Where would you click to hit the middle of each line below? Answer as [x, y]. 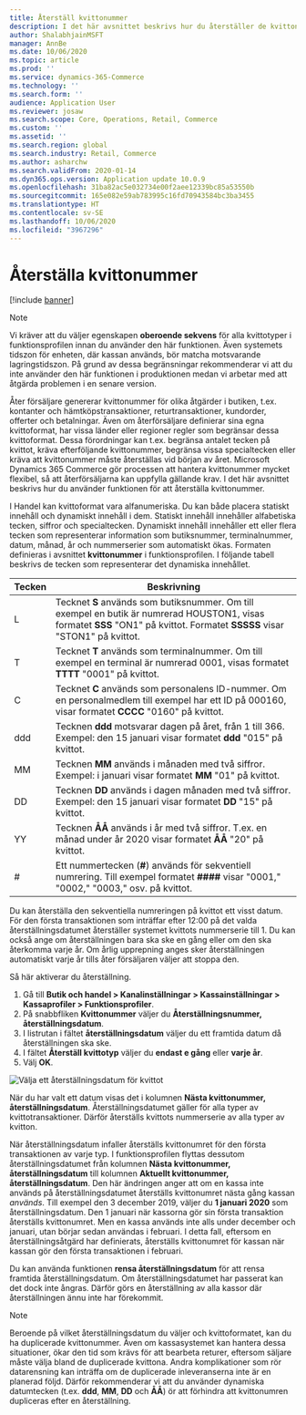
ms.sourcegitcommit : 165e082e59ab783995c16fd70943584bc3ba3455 [132, 196]
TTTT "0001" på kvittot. [107, 674]
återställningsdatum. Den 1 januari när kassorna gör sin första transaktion [147, 1213]
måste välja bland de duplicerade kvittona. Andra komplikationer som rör [146, 1362]
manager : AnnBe [38, 43]
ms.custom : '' [36, 129]
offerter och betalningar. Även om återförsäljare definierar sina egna [137, 421]
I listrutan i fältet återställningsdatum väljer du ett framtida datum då [152, 1033]
